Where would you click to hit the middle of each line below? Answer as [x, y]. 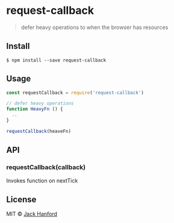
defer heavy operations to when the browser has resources [95, 27]
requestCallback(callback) [46, 167]
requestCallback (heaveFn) [39, 131]
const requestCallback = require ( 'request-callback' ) [75, 92]
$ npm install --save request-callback [56, 60]
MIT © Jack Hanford [32, 214]
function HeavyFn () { [35, 109]
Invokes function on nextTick [42, 180]
